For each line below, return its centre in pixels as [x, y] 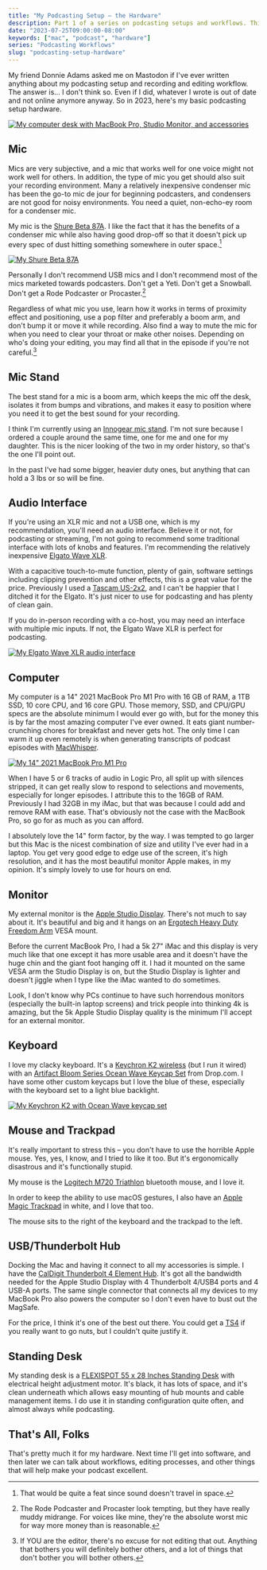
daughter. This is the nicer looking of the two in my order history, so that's [129, 445]
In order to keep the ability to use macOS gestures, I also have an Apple [126, 1197]
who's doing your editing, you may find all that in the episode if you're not [129, 343]
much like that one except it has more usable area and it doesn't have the [128, 955]
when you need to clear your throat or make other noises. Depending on [126, 334]
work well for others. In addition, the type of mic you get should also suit [126, 176]
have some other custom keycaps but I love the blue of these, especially [126, 1081]
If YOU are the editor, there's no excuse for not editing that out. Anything [138, 1541]
